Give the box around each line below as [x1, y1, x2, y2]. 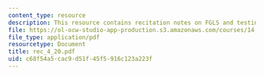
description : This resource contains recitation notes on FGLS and [8, 19, 234, 27]
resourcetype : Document [8, 41, 86, 48]
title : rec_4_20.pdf [8, 48, 76, 55]
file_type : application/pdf [8, 33, 101, 41]
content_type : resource [8, 11, 86, 20]
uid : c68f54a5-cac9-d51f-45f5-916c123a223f [8, 55, 153, 63]
